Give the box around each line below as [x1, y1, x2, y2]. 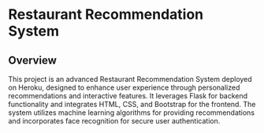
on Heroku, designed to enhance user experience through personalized [8, 83, 240, 92]
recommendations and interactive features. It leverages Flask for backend [8, 91, 248, 100]
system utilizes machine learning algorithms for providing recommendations [8, 108, 255, 117]
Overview [8, 54, 58, 67]
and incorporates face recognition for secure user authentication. [8, 116, 221, 125]
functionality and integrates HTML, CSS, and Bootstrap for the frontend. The [8, 100, 256, 109]
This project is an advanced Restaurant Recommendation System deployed [8, 75, 252, 83]
